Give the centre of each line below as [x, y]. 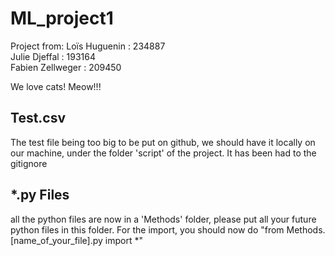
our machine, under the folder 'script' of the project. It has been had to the [163, 153]
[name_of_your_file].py [56, 240]
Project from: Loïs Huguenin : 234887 [88, 46]
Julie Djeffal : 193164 [53, 56]
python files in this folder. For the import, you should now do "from [147, 229]
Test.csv [38, 118]
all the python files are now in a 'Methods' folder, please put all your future [163, 219]
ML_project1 [62, 18]
